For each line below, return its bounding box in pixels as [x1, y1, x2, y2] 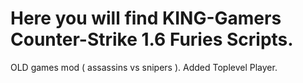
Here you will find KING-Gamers [10, 7, 282, 30]
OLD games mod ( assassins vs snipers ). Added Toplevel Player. [10, 61, 278, 73]
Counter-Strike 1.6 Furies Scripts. [10, 28, 294, 51]
